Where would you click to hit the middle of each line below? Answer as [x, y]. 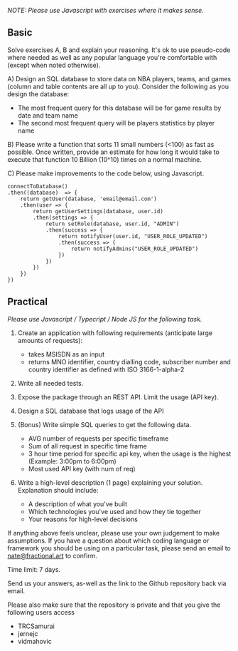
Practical [28, 302]
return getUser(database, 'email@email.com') [89, 199]
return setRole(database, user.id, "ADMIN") [112, 224]
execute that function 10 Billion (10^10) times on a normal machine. [105, 159]
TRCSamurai [36, 626]
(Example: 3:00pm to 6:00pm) [72, 461]
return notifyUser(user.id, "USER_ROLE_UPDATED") [133, 236]
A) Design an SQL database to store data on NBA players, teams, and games [119, 78]
